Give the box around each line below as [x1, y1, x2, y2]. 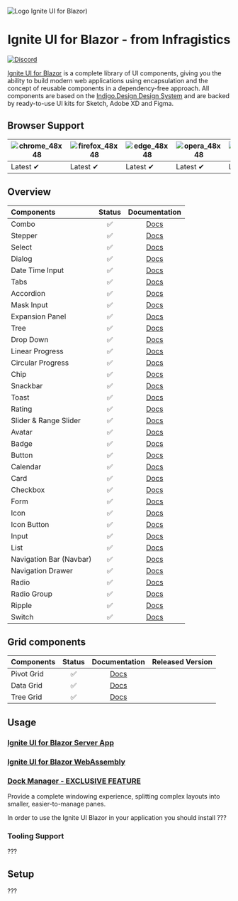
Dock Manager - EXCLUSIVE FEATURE [7, 776, 142, 786]
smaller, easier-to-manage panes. [7, 799, 106, 808]
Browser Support [7, 119, 85, 132]
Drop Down [11, 334, 49, 344]
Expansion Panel [11, 311, 67, 321]
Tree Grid [11, 692, 42, 702]
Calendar [11, 462, 42, 471]
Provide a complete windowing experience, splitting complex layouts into [7, 791, 220, 800]
